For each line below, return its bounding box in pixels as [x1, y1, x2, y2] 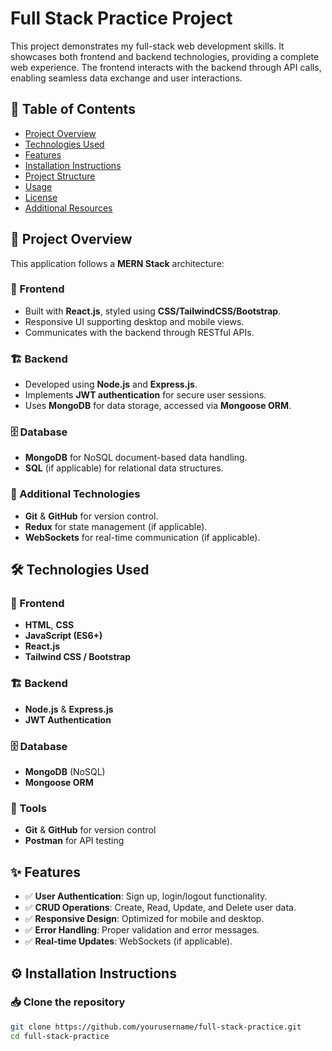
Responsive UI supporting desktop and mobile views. [24, 315, 245, 327]
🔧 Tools [10, 801, 47, 815]
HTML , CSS [24, 619, 75, 631]
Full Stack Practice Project [10, 7, 233, 30]
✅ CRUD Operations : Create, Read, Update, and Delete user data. [24, 902, 297, 914]
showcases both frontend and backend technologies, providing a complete [10, 50, 320, 62]
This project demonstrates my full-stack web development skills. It [10, 40, 285, 52]
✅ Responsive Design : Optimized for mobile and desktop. [24, 913, 265, 925]
